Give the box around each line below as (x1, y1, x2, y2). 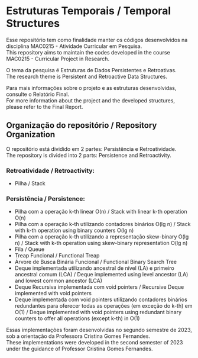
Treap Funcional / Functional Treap (14, 252, 100, 259)
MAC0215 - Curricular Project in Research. (6, 55, 110, 62)
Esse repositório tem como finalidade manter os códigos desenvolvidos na (6, 36, 188, 43)
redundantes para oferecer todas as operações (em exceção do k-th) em (14, 302, 193, 309)
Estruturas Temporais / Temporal (6, 4, 171, 18)
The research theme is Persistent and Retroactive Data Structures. (6, 73, 167, 80)
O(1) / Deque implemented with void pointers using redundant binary (14, 309, 182, 316)
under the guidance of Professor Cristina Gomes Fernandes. (6, 345, 153, 353)
